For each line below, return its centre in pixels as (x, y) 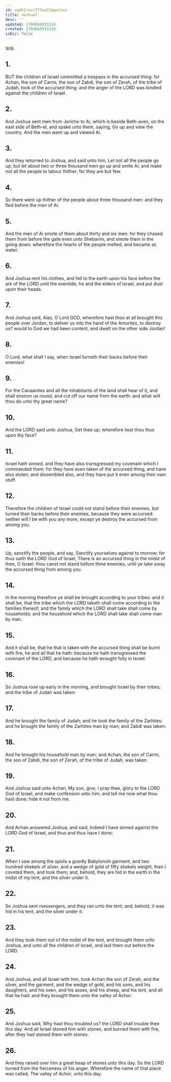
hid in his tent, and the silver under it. (44, 911)
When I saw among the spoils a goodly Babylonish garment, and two (77, 861)
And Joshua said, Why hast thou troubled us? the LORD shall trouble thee (82, 1024)
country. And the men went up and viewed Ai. (53, 132)
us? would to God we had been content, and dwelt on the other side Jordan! (85, 328)
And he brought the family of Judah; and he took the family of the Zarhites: (84, 721)
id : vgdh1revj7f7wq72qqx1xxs (36, 10)
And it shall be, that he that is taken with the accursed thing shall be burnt (83, 648)
